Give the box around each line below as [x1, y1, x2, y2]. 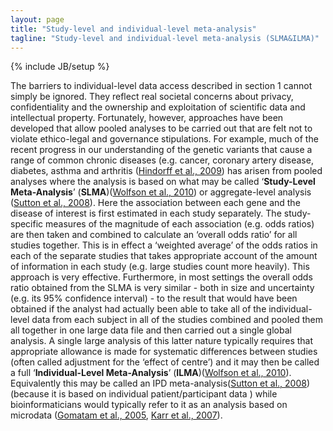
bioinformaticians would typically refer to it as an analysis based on [10, 399, 288, 411]
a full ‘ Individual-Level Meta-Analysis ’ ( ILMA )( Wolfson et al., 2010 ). [10, 367, 292, 379]
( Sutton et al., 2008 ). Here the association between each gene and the [10, 197, 301, 209]
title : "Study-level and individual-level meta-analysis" [10, 24, 257, 34]
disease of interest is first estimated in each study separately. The [10, 207, 282, 220]
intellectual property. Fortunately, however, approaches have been [10, 112, 284, 124]
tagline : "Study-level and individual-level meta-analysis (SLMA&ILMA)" [10, 33, 320, 43]
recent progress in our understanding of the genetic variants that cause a [10, 144, 313, 156]
